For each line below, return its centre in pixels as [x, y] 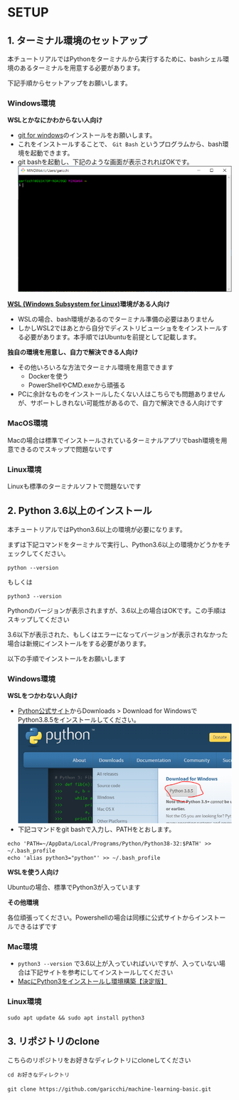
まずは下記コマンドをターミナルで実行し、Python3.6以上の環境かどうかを [116, 544]
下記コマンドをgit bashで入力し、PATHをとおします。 [96, 829]
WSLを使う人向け [33, 872]
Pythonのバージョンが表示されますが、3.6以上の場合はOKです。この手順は [117, 610]
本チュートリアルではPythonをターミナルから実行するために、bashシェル [115, 59]
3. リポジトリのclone [53, 1042]
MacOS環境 [28, 423]
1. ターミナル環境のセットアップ [78, 40]
